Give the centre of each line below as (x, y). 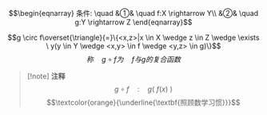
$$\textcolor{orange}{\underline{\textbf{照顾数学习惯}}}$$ (143, 102)
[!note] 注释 (46, 76)
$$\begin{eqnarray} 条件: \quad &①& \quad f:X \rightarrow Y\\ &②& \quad (133, 13)
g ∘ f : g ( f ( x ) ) (143, 89)
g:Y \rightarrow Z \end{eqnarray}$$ (133, 22)
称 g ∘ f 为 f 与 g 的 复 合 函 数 (133, 59)
